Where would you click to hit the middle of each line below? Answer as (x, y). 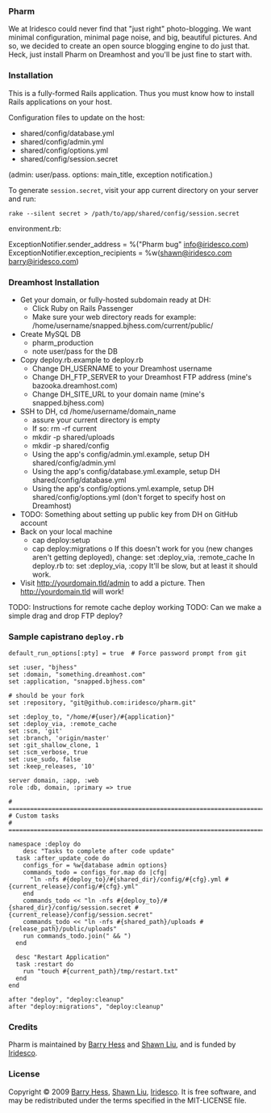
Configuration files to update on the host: (77, 117)
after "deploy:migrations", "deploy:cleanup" (86, 1007)
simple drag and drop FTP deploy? (66, 615)
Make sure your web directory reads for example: (114, 317)
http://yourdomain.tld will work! (72, 591)
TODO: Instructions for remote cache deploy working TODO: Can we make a (135, 607)
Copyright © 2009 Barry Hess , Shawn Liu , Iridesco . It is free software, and (132, 1091)
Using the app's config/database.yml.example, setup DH (126, 471)
